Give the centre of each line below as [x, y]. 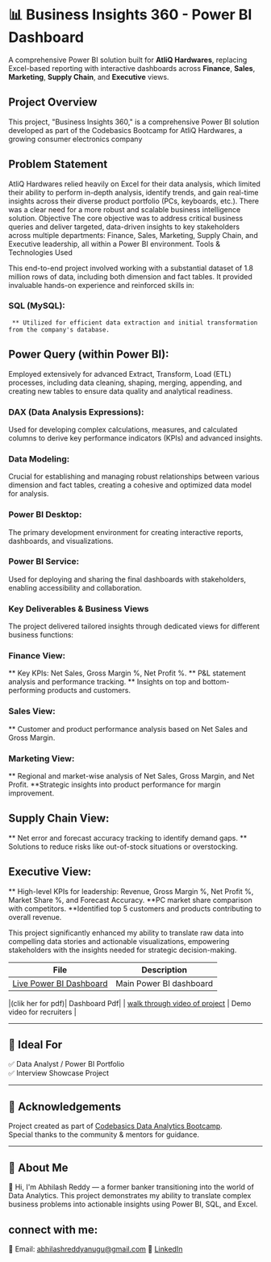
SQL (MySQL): [37, 306]
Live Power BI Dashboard [60, 983]
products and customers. [89, 691]
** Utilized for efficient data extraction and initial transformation [135, 323]
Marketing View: [42, 758]
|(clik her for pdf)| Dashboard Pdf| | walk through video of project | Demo [130, 1003]
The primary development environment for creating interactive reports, [126, 532]
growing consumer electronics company [75, 139]
